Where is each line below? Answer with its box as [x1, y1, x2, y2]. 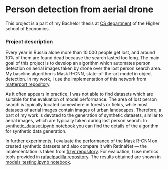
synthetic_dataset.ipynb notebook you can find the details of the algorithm [5, 123, 159, 129]
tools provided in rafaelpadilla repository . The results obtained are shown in [5, 154, 161, 160]
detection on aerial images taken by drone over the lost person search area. [5, 65, 162, 71]
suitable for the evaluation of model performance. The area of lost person [5, 96, 157, 102]
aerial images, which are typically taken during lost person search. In [5, 118, 147, 124]
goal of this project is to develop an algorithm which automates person [5, 60, 151, 66]
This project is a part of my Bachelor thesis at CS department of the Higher [5, 20, 160, 26]
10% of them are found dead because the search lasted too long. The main [5, 55, 160, 61]
